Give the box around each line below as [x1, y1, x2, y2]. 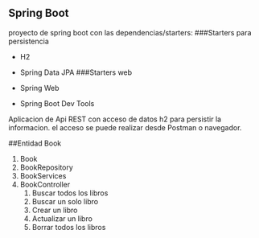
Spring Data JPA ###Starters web [19, 68, 133, 77]
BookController [19, 179, 71, 189]
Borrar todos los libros [31, 222, 106, 232]
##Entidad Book [8, 138, 62, 148]
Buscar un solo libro [31, 196, 99, 206]
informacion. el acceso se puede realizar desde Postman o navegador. [8, 122, 242, 132]
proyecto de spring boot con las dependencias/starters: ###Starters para [8, 27, 252, 37]
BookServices [19, 170, 67, 180]
